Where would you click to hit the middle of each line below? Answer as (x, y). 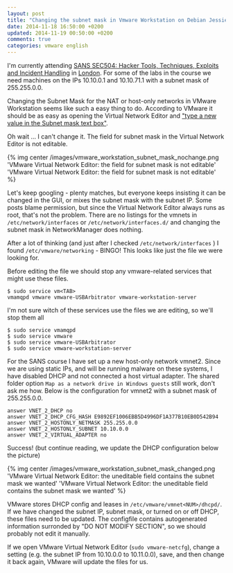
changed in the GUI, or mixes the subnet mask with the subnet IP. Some (110, 200)
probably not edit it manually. (49, 534)
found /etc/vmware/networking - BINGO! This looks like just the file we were (115, 250)
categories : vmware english (48, 46)
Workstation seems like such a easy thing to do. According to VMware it (110, 108)
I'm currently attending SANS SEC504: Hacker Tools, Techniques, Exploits (113, 65)
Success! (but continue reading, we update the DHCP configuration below (113, 448)
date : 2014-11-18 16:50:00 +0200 (55, 26)
